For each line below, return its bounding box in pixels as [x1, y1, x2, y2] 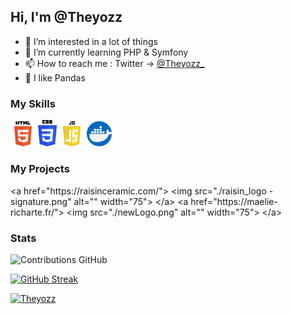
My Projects [10, 162, 70, 176]
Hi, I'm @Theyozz [10, 9, 123, 26]
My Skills [10, 96, 56, 110]
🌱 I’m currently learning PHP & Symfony [24, 46, 189, 58]
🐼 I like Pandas [24, 71, 86, 84]
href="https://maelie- [190, 195, 278, 207]
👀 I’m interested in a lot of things [24, 35, 158, 47]
